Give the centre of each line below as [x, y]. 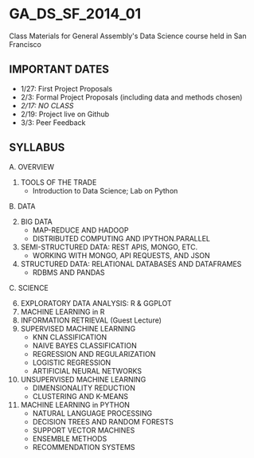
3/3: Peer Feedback [53, 122]
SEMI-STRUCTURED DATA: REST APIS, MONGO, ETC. [109, 247]
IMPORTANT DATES [59, 70]
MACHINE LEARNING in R [63, 311]
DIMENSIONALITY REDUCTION [84, 388]
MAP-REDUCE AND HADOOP [80, 230]
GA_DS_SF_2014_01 [75, 14]
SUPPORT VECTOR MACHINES [84, 430]
